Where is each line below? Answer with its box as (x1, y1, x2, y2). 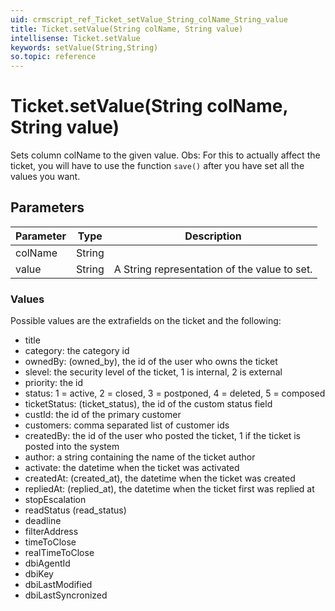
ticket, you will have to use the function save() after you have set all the (10, 160, 305, 172)
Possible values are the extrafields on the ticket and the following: (10, 315, 282, 327)
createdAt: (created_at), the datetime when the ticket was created (24, 472, 296, 485)
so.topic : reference (10, 52, 97, 62)
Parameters (10, 199, 85, 216)
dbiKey (24, 568, 54, 580)
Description (184, 229, 242, 243)
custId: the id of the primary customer (24, 409, 182, 421)
